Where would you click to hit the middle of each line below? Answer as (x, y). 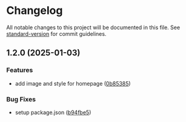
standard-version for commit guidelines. (56, 33)
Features (20, 70)
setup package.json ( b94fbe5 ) (53, 112)
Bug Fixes (21, 99)
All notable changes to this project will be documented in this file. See (93, 27)
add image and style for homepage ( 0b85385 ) (73, 83)
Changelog (35, 11)
